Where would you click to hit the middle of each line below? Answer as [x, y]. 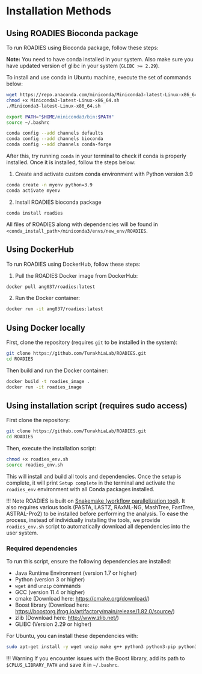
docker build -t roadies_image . [48, 381]
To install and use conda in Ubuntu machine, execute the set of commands [99, 77]
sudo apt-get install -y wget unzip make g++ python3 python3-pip [91, 647]
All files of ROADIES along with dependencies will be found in [82, 224]
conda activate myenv [33, 191]
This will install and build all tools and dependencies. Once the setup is [94, 476]
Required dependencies [42, 548]
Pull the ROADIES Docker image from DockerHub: [76, 275]
